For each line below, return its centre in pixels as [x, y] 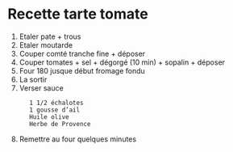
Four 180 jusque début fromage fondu [82, 70]
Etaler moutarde [46, 44]
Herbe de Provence [60, 124]
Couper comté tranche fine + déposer [82, 53]
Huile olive [49, 117]
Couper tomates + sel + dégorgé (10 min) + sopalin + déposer [122, 62]
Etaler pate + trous [50, 36]
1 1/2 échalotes [56, 103]
